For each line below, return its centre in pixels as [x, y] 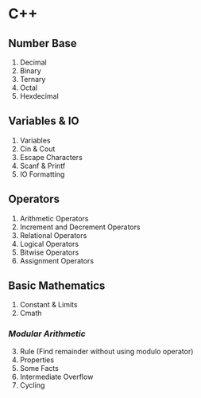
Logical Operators [49, 244]
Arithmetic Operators [54, 218]
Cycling [32, 385]
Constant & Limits [48, 305]
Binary [30, 71]
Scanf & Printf [43, 166]
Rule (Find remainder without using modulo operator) [106, 351]
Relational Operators [53, 235]
